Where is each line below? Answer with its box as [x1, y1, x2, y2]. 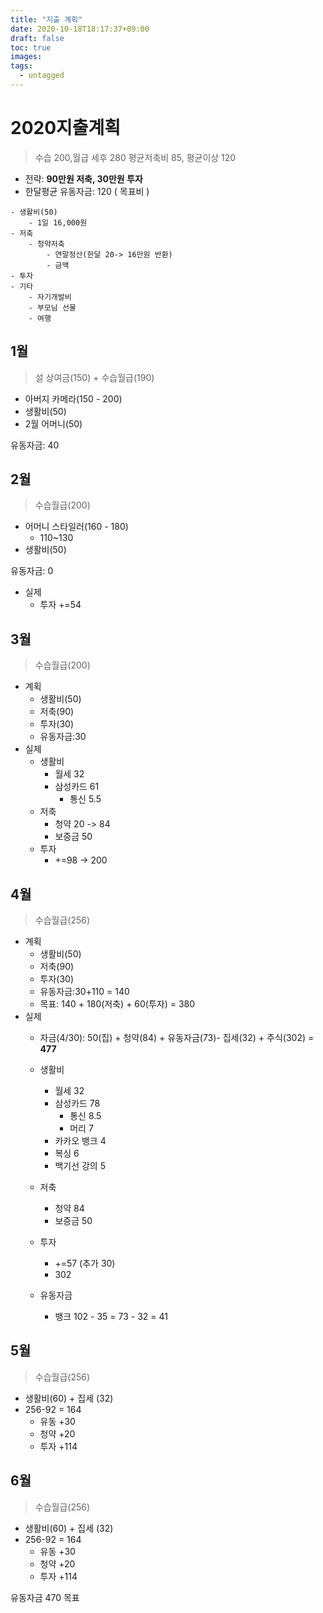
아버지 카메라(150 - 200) [24, 392, 123, 405]
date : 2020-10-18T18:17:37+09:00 [10, 24, 150, 34]
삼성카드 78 [54, 1097, 101, 1110]
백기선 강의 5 [54, 1160, 106, 1172]
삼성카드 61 [54, 781, 100, 793]
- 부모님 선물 [28, 302, 77, 313]
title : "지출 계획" [10, 14, 83, 25]
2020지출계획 [10, 117, 122, 140]
